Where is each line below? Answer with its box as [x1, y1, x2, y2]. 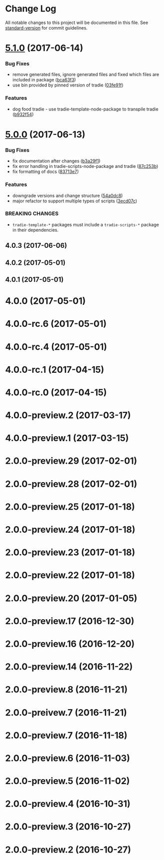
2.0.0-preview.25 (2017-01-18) [5, 501, 136, 512]
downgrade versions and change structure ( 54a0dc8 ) [12, 192, 123, 198]
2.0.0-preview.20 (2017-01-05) [5, 593, 138, 604]
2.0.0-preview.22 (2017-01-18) [5, 570, 136, 581]
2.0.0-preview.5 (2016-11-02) [5, 776, 130, 787]
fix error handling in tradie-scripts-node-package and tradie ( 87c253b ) [12, 163, 159, 169]
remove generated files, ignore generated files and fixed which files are [12, 71, 160, 77]
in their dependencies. [12, 227, 59, 233]
